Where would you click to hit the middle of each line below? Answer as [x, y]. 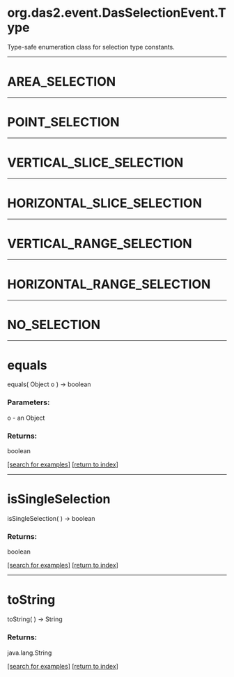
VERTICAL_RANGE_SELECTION [100, 244]
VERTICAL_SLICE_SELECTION [95, 162]
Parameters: [29, 402]
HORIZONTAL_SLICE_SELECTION [105, 203]
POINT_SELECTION [63, 122]
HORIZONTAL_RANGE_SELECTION [109, 284]
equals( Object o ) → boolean [49, 384]
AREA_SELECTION [62, 82]
